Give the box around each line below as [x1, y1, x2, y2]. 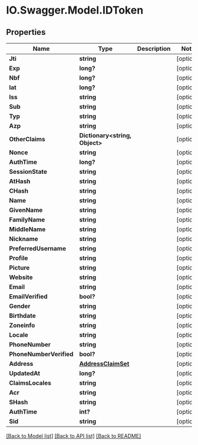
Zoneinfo [9, 321, 35, 329]
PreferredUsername [9, 245, 67, 252]
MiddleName [9, 225, 46, 233]
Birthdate [9, 311, 37, 320]
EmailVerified [9, 293, 48, 300]
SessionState [9, 168, 47, 176]
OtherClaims [9, 135, 45, 143]
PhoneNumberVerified [9, 350, 74, 358]
